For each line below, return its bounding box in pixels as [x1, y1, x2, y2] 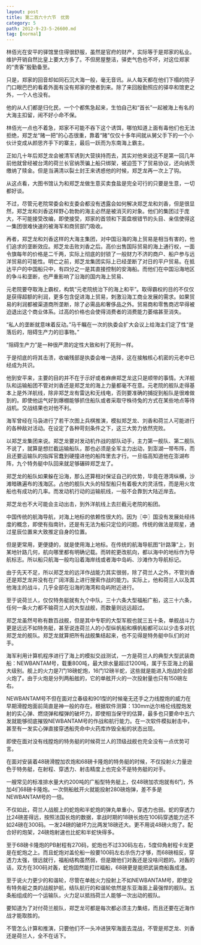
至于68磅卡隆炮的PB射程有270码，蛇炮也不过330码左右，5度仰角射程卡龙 [6, 842, 188, 849]
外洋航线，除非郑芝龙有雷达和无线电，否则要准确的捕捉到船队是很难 [22, 389, 190, 397]
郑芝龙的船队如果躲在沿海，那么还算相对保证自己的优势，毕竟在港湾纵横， [6, 473, 190, 480]
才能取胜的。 [11, 912, 43, 919]
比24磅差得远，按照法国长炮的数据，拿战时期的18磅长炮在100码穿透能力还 [6, 813, 190, 821]
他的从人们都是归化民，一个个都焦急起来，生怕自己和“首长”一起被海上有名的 [6, 104, 194, 111]
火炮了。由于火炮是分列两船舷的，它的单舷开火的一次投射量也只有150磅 [6, 675, 182, 682]
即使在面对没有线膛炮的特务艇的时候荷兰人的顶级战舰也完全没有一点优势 [6, 738, 184, 745]
